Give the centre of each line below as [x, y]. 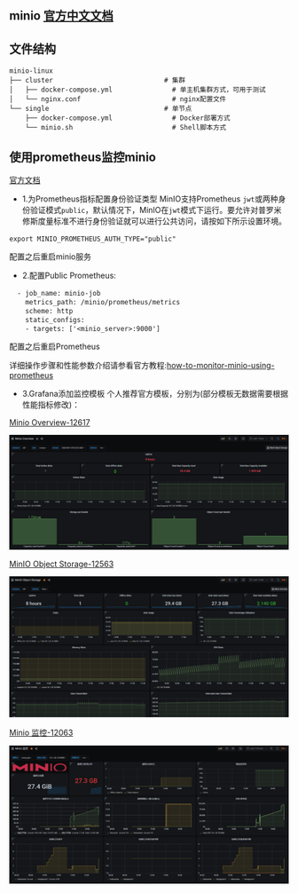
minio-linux [31, 71]
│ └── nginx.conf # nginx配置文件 [118, 99]
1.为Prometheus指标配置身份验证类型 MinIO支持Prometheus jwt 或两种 [150, 199]
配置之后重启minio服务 [50, 257]
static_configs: [55, 320]
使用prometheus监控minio [83, 157]
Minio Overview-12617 [50, 423]
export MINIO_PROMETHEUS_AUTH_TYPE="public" [93, 239]
